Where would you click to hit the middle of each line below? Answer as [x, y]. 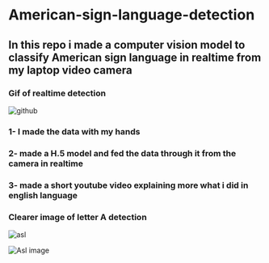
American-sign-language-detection [132, 15]
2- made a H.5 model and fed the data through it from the [122, 153]
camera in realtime [46, 163]
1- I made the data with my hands [74, 131]
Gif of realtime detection [57, 93]
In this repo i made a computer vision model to [127, 45]
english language [43, 195]
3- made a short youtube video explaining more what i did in [128, 185]
